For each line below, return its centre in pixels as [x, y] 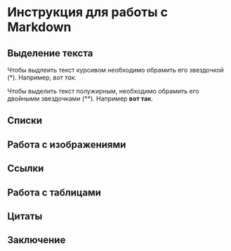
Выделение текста [50, 53]
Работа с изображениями [67, 144]
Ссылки [26, 168]
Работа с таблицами [54, 192]
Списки [25, 121]
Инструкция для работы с [88, 12]
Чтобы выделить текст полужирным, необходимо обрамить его [103, 91]
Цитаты [25, 216]
